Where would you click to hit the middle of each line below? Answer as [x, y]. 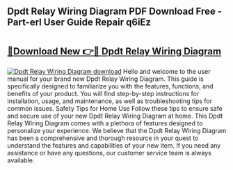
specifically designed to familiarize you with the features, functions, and [110, 86]
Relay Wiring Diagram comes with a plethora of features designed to [105, 123]
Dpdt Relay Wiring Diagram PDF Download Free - [115, 11]
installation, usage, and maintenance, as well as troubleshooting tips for [110, 101]
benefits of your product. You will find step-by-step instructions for [103, 94]
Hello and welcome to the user [167, 71]
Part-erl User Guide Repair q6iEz [79, 23]
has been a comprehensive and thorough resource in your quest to [103, 138]
